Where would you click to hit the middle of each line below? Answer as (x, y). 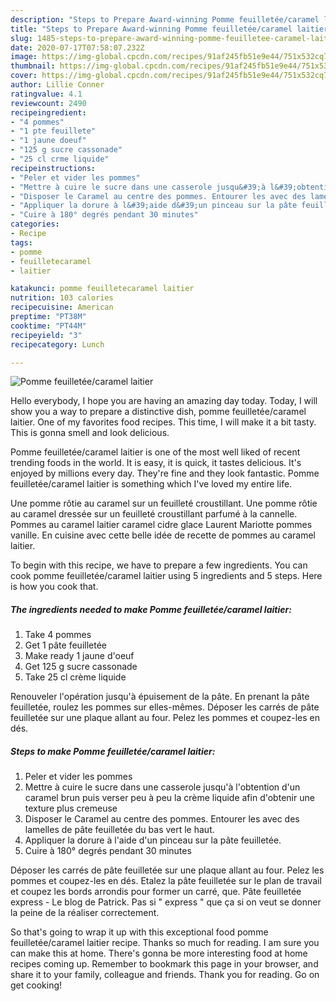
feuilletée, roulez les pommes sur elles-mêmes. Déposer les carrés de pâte (165, 707)
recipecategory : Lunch (57, 344)
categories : (35, 224)
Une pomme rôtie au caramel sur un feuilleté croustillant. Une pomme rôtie (164, 503)
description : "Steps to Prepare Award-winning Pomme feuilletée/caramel (165, 19)
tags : (21, 242)
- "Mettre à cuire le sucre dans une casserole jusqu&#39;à (138, 187)
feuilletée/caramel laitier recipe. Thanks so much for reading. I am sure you (165, 943)
